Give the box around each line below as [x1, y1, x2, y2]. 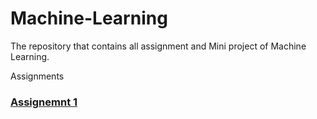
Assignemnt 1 [10, 95, 78, 109]
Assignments [10, 70, 65, 82]
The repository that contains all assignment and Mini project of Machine [10, 40, 307, 52]
